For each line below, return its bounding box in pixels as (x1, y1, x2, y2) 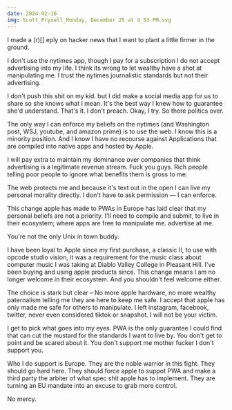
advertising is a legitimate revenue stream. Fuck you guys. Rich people (7, 162, 209, 171)
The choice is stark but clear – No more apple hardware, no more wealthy (7, 288, 216, 297)
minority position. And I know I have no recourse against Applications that (7, 134, 217, 142)
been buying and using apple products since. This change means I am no (7, 268, 216, 276)
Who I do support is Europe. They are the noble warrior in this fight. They (7, 359, 215, 367)
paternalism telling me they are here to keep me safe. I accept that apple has (7, 295, 225, 304)
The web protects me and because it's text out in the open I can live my (7, 183, 211, 192)
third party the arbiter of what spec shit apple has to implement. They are (7, 374, 215, 382)
